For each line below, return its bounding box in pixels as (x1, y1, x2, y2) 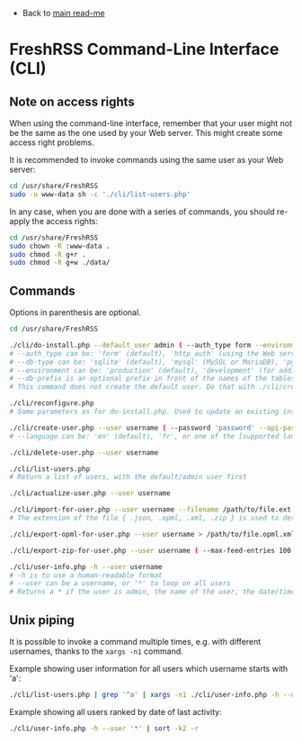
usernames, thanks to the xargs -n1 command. (9, 646, 184, 656)
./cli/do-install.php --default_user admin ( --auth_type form (9, 340, 252, 349)
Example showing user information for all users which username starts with (9, 664, 289, 674)
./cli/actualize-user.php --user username (9, 489, 171, 498)
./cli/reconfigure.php (9, 399, 94, 408)
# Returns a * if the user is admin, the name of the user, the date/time (9, 587, 296, 597)
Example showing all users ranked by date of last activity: (9, 706, 222, 717)
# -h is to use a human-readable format (9, 571, 164, 580)
